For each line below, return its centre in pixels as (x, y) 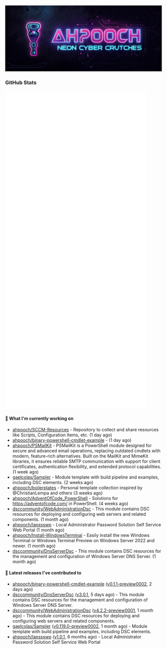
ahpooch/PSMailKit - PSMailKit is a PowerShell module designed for (82, 445)
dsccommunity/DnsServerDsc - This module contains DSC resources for (87, 551)
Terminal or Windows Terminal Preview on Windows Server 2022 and (83, 540)
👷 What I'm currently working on (39, 418)
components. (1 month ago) (41, 519)
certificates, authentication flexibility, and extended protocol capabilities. (87, 466)
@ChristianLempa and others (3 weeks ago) (57, 493)
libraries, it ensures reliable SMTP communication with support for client (86, 461)
